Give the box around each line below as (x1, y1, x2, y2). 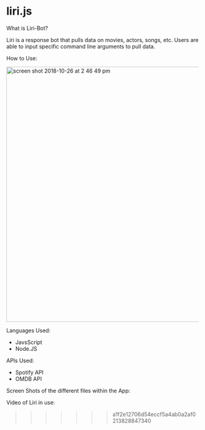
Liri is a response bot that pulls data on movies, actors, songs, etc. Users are (6, 36, 199, 43)
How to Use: (6, 54, 38, 62)
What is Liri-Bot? (6, 24, 49, 32)
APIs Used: (6, 357, 35, 364)
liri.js (6, 4, 32, 18)
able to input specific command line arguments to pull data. (6, 43, 156, 50)
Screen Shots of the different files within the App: (6, 387, 131, 394)
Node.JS (15, 345, 38, 352)
